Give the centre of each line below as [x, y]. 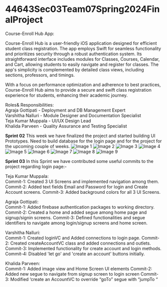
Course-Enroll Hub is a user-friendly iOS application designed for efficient [81, 43]
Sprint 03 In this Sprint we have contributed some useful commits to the [79, 161]
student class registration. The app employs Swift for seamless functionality [83, 48]
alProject [24, 20]
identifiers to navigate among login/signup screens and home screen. [77, 223]
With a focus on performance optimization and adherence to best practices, [83, 84]
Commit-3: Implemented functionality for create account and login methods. [83, 248]
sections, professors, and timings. [40, 75]
